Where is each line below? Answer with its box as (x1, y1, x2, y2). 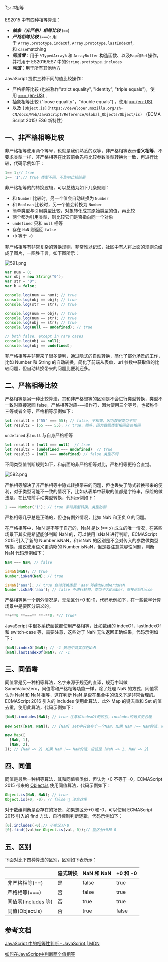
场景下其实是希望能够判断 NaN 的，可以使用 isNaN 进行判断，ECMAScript (5, 531, 157, 537)
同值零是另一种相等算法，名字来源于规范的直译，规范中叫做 (5, 679, 128, 685)
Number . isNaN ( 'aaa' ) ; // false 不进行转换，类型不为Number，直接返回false (5, 587, 153, 592)
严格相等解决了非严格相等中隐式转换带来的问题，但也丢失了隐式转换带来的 (5, 482, 158, 488)
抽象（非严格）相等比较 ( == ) (12, 27, 70, 33)
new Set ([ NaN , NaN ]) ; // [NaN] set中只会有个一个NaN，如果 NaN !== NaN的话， (5, 724, 161, 729)
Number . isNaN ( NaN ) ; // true (5, 573, 64, 579)
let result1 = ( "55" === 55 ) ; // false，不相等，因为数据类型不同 (5, 418, 136, 423)
